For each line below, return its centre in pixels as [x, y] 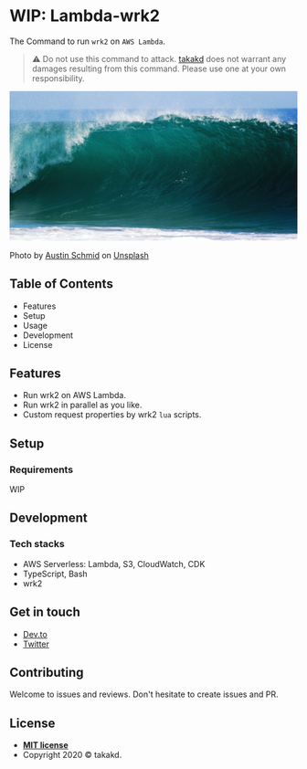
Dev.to [35, 634]
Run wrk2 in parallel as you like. [82, 405]
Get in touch [45, 612]
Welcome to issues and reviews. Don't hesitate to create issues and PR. [144, 694]
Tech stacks [37, 544]
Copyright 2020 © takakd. [72, 755]
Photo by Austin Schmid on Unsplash [79, 255]
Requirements [42, 469]
